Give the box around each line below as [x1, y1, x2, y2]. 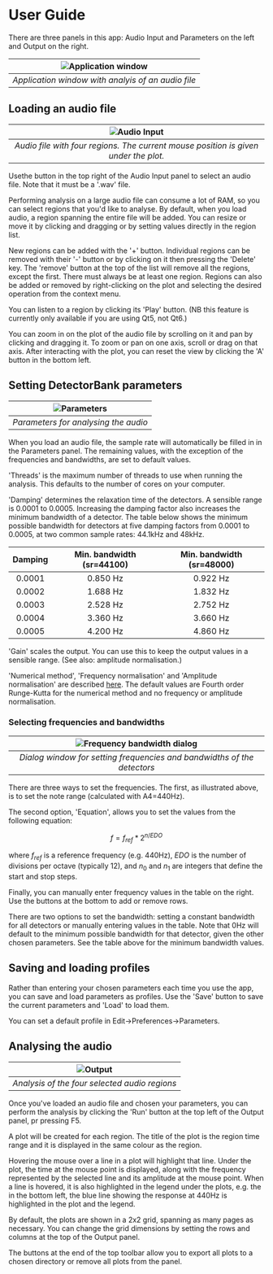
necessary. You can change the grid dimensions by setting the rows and [8, 1223, 250, 1233]
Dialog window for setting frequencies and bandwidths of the [19, 751, 254, 762]
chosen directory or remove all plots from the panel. [8, 1256, 183, 1266]
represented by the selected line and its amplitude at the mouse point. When [8, 1173, 264, 1183]
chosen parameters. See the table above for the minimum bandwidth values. [8, 937, 264, 947]
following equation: [8, 815, 73, 825]
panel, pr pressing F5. [8, 1115, 82, 1125]
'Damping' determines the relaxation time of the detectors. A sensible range [8, 495, 262, 504]
